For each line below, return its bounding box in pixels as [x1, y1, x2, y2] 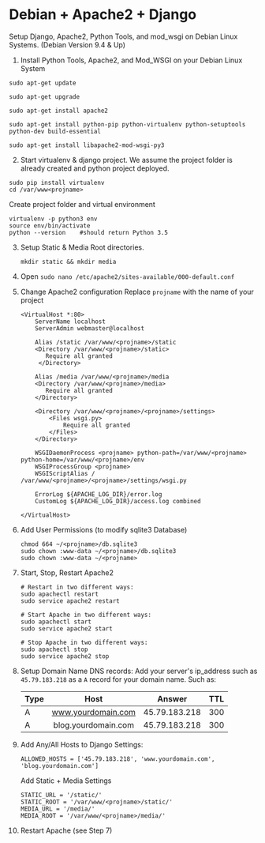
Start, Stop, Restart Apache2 [20, 567, 114, 578]
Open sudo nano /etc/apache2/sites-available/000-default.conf [20, 271, 235, 281]
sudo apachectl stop [20, 645, 88, 653]
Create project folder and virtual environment [9, 199, 156, 209]
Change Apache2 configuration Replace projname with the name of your [20, 287, 255, 296]
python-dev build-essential [9, 127, 102, 135]
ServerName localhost [35, 318, 106, 326]
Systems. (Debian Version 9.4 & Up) [9, 40, 125, 49]
